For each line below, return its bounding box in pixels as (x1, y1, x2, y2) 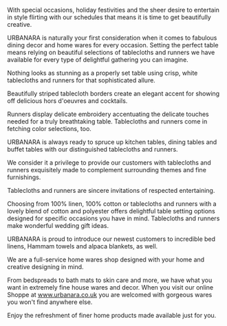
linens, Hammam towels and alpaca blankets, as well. (7, 242, 158, 250)
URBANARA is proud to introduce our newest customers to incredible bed (7, 235, 215, 243)
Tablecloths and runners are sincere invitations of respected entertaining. (7, 187, 215, 194)
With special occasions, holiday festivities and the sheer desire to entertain (7, 6, 220, 14)
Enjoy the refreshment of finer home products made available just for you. (7, 312, 217, 319)
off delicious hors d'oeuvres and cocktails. (7, 97, 128, 105)
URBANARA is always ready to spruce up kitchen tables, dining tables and (7, 138, 217, 146)
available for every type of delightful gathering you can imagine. (7, 56, 189, 64)
